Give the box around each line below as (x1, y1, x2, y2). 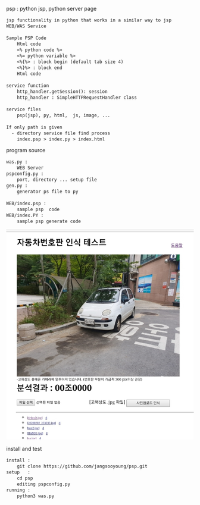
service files (6, 106, 42, 112)
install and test (6, 445, 42, 452)
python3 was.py (17, 493, 55, 499)
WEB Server (17, 165, 44, 171)
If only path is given (6, 124, 62, 130)
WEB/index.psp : (6, 200, 46, 206)
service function (6, 83, 49, 89)
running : (6, 487, 31, 493)
